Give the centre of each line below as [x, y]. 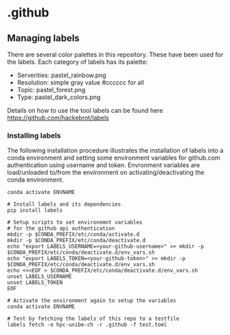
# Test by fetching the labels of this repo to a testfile [93, 319]
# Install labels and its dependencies [64, 204]
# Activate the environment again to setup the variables [92, 301]
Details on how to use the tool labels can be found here [85, 110]
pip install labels [35, 210]
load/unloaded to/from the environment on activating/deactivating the [106, 173]
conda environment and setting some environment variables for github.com [114, 158]
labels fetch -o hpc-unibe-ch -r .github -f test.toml [87, 325]
